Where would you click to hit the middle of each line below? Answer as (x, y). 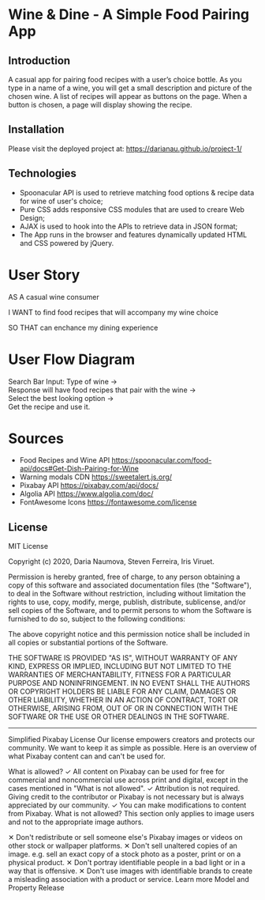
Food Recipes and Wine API (65, 460)
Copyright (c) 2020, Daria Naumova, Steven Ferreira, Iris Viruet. (112, 562)
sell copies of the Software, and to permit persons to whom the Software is (130, 611)
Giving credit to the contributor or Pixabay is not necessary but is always (126, 797)
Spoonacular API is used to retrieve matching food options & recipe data (137, 192)
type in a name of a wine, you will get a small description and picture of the (130, 88)
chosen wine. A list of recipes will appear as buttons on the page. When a (128, 96)
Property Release (36, 888)
